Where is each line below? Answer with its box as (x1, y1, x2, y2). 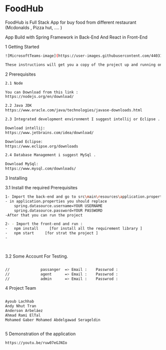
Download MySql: (5, 162, 39, 167)
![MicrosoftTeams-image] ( (5, 53, 58, 58)
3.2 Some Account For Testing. (5, 253, 68, 259)
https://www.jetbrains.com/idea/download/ (5, 130, 94, 135)
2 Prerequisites (5, 71, 36, 77)
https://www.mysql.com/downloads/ (5, 166, 77, 171)
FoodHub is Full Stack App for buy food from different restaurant (5, 19, 137, 25)
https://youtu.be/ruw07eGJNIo (5, 340, 68, 345)
